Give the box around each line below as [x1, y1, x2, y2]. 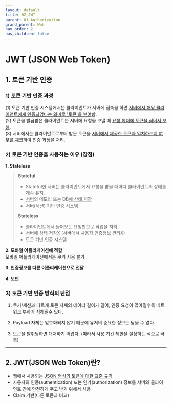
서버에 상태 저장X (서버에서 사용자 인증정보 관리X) [25, 230, 125, 236]
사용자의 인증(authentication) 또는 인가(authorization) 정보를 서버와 [12, 379, 150, 386]
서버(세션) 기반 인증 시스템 [25, 203, 78, 209]
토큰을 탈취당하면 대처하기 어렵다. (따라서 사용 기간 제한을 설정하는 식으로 [12, 331, 160, 337]
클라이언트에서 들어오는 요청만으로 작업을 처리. [25, 224, 119, 230]
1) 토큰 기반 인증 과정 [5, 92, 54, 99]
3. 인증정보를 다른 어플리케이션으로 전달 [5, 265, 84, 271]
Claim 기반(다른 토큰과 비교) [12, 392, 69, 398]
